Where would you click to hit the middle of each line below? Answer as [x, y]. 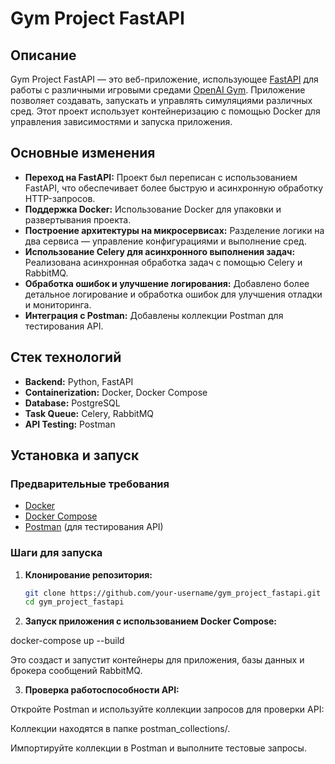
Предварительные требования [90, 484]
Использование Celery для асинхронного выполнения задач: [160, 251]
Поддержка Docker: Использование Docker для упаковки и [153, 209]
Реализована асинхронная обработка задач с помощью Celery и [163, 262]
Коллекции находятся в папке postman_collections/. [120, 729]
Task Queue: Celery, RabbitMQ [89, 413]
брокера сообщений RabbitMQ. [76, 671]
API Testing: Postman [70, 424]
